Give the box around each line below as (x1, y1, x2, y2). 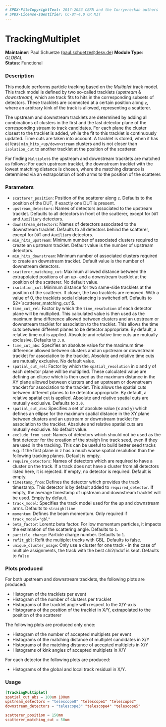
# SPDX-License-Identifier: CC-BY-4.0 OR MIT (5, 12, 101, 17)
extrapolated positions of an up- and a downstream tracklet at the (12, 274, 147, 280)
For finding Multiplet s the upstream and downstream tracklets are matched (5, 156, 160, 161)
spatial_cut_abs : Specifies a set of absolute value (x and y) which (12, 406, 148, 412)
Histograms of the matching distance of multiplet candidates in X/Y (12, 637, 150, 643)
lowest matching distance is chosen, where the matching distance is (5, 166, 145, 172)
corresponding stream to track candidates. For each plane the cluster (5, 125, 147, 131)
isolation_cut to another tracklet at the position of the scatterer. (5, 146, 137, 152)
